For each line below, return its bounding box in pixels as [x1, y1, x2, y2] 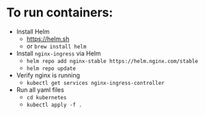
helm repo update [26, 65, 77, 72]
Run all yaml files [16, 86, 64, 94]
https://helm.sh [26, 34, 70, 42]
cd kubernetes [26, 94, 67, 101]
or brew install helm [26, 42, 87, 50]
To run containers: [6, 5, 113, 21]
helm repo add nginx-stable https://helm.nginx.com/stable [26, 57, 199, 64]
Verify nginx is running [16, 71, 80, 79]
